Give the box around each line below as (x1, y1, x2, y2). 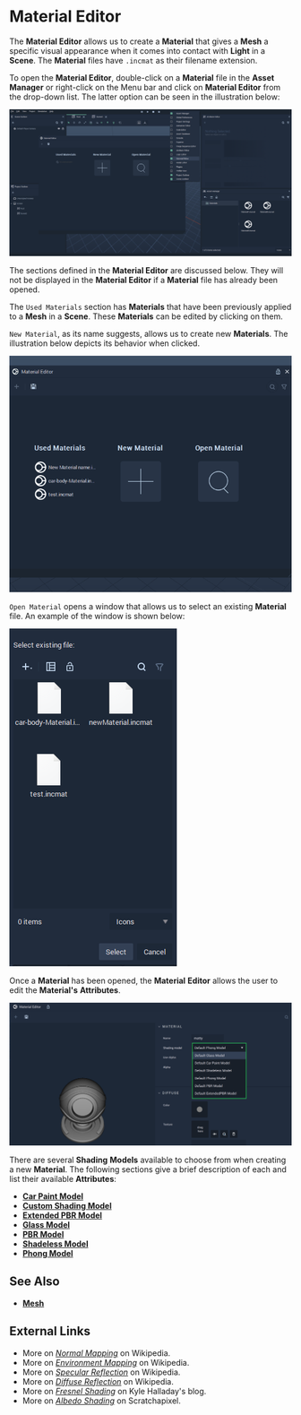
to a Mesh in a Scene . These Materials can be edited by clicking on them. (9, 311, 284, 322)
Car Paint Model (21, 1190, 83, 1202)
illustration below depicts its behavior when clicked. (9, 338, 200, 349)
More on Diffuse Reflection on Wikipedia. (21, 1376, 175, 1386)
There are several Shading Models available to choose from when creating (9, 1154, 287, 1165)
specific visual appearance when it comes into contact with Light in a (9, 45, 266, 56)
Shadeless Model (21, 1238, 89, 1249)
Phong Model (21, 1247, 73, 1258)
